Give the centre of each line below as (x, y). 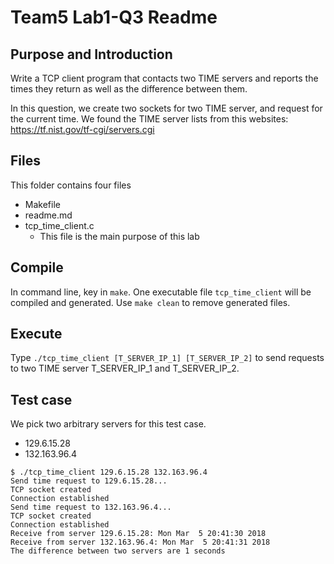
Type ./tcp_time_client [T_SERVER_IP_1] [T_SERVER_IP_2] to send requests (167, 358)
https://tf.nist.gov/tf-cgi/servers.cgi (82, 129)
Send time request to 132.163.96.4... (91, 507)
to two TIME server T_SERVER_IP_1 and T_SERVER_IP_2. (125, 368)
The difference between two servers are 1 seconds (118, 551)
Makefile (42, 204)
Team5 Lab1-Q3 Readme (114, 17)
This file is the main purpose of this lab (119, 236)
